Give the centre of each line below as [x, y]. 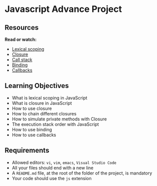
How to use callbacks [34, 135]
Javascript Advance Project [63, 9]
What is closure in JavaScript [42, 103]
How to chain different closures [44, 113]
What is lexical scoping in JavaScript [50, 97]
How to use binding [32, 129]
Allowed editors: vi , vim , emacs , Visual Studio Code [64, 162]
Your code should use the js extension [52, 178]
